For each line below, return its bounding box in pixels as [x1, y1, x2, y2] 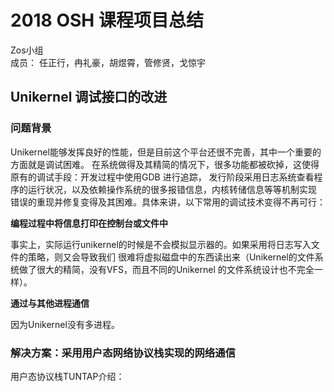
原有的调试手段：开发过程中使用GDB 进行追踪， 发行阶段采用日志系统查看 [10, 171, 315, 183]
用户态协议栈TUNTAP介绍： [10, 370, 125, 382]
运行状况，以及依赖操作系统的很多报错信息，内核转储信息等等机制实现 [27, 183, 317, 195]
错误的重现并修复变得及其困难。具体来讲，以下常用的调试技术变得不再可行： [10, 196, 326, 208]
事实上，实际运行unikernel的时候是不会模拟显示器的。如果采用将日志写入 [10, 238, 312, 250]
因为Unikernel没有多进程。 [10, 318, 120, 330]
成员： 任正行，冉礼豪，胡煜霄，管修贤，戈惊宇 [10, 56, 206, 68]
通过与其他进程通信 [10, 297, 90, 309]
